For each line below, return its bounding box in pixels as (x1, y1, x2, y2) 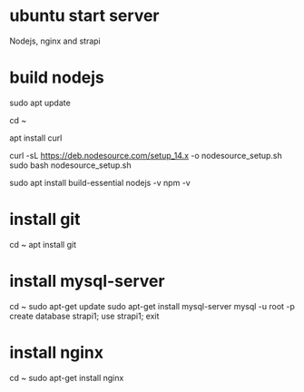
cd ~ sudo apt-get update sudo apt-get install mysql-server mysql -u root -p (9, 300, 295, 311)
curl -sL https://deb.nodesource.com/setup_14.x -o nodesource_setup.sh (9, 150, 283, 161)
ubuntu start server (9, 5, 160, 26)
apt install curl (9, 132, 63, 143)
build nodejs (9, 67, 104, 88)
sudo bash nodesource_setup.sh (9, 160, 132, 171)
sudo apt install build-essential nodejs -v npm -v (9, 177, 191, 188)
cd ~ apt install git (9, 239, 77, 250)
